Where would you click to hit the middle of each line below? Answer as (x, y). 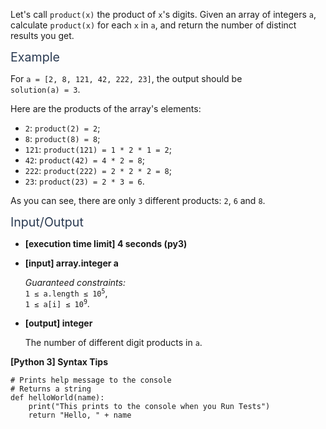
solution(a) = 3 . (45, 89)
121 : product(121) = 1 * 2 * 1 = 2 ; (98, 149)
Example (35, 57)
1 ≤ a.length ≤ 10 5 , (66, 293)
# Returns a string (51, 389)
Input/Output (47, 222)
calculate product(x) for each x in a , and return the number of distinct (153, 25)
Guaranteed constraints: (75, 282)
